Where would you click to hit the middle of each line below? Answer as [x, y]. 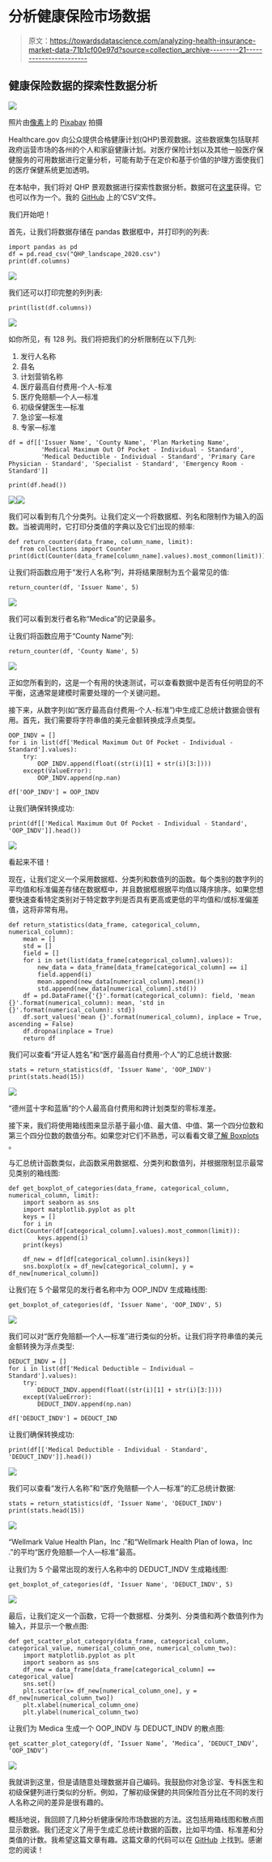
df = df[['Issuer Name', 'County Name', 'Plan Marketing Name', [119, 443]
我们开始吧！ [30, 214]
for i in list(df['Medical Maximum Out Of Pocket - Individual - [121, 743]
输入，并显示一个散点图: [49, 1625]
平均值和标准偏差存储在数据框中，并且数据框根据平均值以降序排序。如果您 [132, 889]
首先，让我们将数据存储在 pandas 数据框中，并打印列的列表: [109, 231]
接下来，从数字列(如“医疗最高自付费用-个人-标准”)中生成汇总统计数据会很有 [134, 709]
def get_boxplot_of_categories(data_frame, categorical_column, [119, 1188]
